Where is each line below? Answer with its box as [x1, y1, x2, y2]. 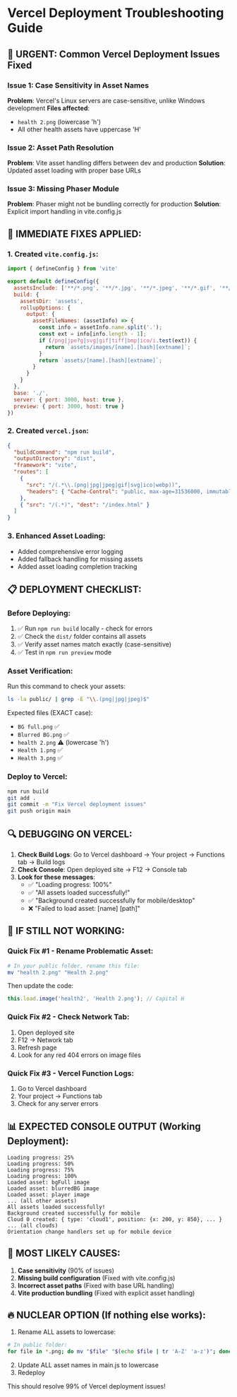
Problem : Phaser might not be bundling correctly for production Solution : [7, 200, 221, 208]
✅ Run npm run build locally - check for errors [17, 624, 153, 633]
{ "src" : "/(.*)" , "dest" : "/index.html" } [20, 501, 150, 508]
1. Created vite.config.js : [7, 249, 99, 259]
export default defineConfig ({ [7, 278, 99, 285]
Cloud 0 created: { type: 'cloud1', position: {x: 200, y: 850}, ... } [7, 1215, 222, 1223]
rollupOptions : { [20, 304, 71, 312]
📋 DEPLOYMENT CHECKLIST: [7, 583, 142, 595]
